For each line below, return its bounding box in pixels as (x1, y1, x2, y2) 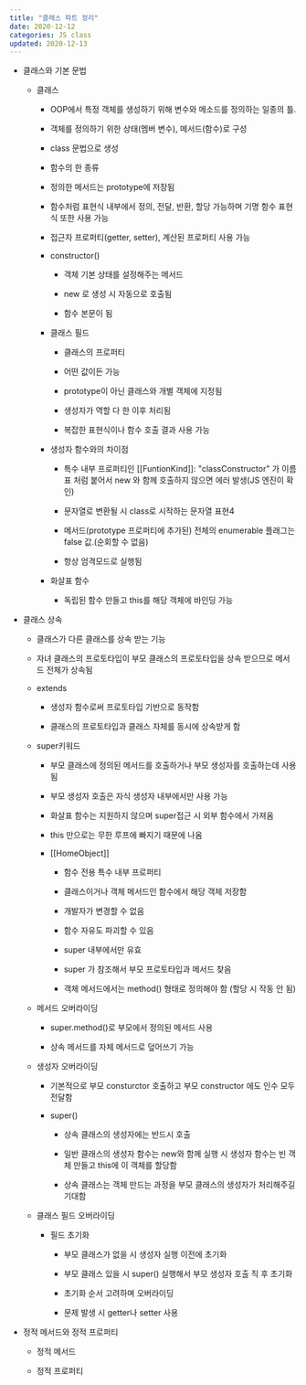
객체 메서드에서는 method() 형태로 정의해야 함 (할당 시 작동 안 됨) (63, 984, 297, 995)
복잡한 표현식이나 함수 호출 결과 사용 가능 (63, 424, 210, 435)
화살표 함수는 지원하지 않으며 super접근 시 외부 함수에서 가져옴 (49, 810, 274, 821)
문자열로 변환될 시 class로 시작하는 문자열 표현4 (63, 506, 235, 517)
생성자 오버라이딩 (36, 1061, 99, 1072)
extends (36, 683, 68, 694)
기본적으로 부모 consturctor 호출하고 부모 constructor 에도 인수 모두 (49, 1081, 295, 1092)
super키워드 (36, 740, 80, 751)
